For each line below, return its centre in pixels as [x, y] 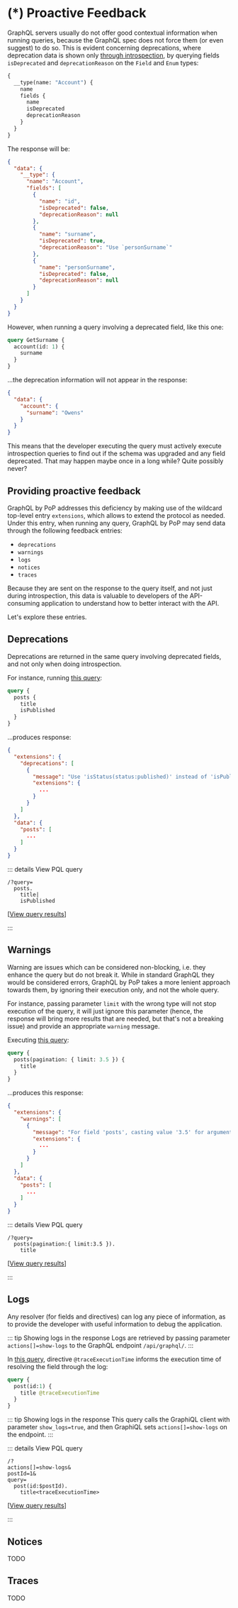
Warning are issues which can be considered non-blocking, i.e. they [107, 967]
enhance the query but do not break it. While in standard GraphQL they [111, 975]
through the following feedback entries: [65, 531]
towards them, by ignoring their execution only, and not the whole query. [113, 989]
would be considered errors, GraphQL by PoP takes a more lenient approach [119, 982]
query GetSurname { [36, 340]
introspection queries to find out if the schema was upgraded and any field [116, 454]
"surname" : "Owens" [55, 413]
